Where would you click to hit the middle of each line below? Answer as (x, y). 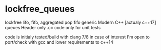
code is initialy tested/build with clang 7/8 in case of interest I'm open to (77, 37)
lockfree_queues (40, 9)
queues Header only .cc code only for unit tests (53, 27)
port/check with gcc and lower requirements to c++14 (59, 42)
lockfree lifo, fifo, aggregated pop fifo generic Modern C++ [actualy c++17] (80, 22)
